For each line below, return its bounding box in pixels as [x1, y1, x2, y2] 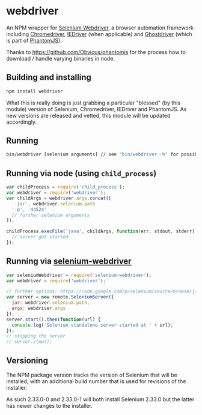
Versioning [6, 356, 48, 366]
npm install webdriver [6, 88, 63, 94]
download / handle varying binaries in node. [6, 55, 115, 62]
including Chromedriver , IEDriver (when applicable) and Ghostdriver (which [6, 30, 192, 37]
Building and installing [6, 72, 91, 82]
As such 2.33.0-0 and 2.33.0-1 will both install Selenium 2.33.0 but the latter [6, 396, 195, 403]
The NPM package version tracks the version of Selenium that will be [6, 371, 177, 378]
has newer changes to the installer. [6, 402, 93, 409]
